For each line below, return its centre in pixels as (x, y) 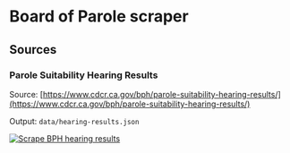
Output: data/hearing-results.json (74, 121)
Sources (33, 50)
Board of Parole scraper (99, 17)
